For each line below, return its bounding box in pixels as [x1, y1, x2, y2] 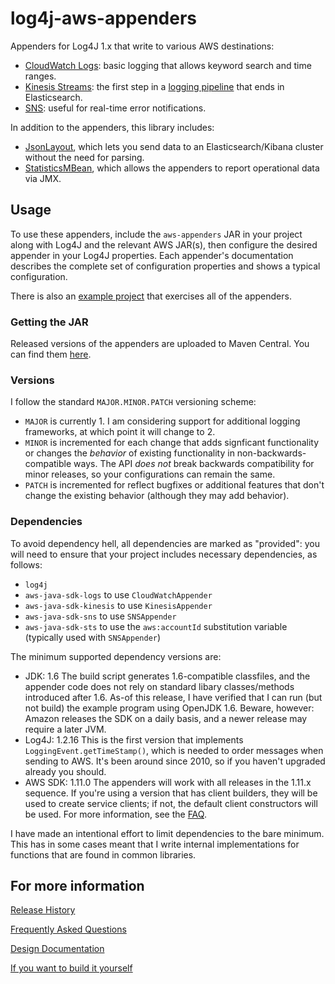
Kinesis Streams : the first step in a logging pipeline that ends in [24, 80, 285, 92]
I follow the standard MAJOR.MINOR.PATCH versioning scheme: [10, 396, 257, 408]
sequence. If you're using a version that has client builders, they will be [24, 787, 318, 799]
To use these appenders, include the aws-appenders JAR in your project [10, 228, 303, 240]
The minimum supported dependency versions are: [10, 650, 222, 662]
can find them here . [10, 348, 92, 361]
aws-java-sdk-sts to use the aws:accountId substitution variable [24, 620, 288, 632]
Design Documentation [10, 943, 105, 955]
